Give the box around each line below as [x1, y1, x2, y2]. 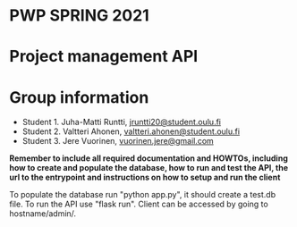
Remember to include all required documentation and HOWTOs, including [9, 153, 288, 164]
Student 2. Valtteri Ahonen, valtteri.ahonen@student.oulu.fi [21, 126, 240, 137]
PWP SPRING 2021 [9, 5, 149, 26]
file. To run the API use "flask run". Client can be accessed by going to [9, 198, 268, 210]
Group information [9, 87, 149, 107]
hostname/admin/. [9, 208, 77, 219]
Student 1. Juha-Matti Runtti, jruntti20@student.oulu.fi [21, 117, 222, 128]
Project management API [9, 46, 199, 67]
